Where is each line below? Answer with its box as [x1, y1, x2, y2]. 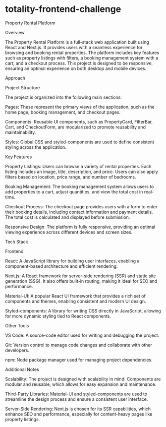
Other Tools [5, 322, 29, 328]
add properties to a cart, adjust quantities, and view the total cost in [5, 188, 143, 194]
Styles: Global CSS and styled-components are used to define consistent [5, 139, 155, 145]
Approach [5, 75, 26, 81]
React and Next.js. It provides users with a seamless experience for [5, 44, 143, 50]
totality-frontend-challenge [5, 3, 121, 15]
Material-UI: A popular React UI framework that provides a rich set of [5, 293, 146, 299]
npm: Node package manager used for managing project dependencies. [5, 357, 153, 363]
